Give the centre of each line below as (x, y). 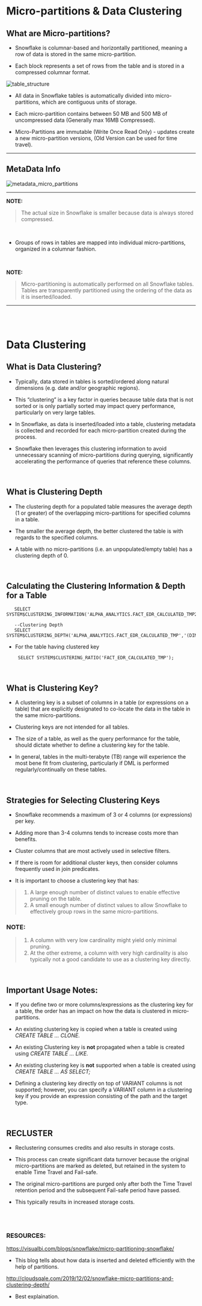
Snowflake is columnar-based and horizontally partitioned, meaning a (101, 48)
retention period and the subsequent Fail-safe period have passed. (98, 1190)
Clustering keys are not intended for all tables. (72, 727)
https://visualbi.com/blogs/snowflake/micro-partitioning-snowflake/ (90, 1249)
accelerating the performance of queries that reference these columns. (103, 461)
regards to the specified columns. (57, 537)
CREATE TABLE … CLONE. (47, 1035)
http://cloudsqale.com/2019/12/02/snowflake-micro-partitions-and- (90, 1278)
